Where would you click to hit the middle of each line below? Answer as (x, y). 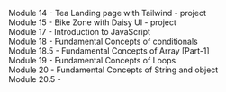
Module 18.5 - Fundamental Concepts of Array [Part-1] (109, 51)
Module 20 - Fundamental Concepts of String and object (113, 70)
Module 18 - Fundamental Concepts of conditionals (104, 41)
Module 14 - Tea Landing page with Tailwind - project (107, 13)
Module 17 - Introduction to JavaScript (79, 32)
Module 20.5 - (35, 79)
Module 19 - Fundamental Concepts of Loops (92, 60)
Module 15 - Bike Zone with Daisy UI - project (93, 22)
